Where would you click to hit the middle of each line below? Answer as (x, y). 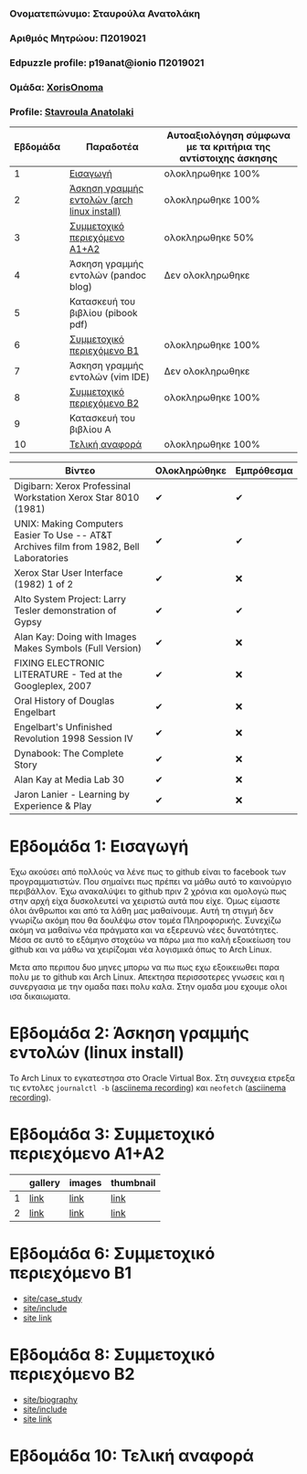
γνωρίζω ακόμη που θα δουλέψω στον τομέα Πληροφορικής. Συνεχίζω (145, 920)
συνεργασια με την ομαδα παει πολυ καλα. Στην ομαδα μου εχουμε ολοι (148, 986)
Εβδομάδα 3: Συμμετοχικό (112, 1135)
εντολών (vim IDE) (110, 376)
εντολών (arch (101, 199)
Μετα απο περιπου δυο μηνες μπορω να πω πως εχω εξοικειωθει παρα (145, 967)
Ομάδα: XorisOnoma (57, 87)
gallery (45, 1182)
